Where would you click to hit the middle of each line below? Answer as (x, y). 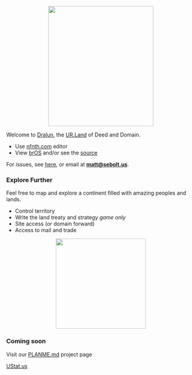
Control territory (35, 211)
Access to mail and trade (46, 230)
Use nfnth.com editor (41, 146)
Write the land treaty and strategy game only (70, 218)
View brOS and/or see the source (56, 153)
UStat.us (17, 366)
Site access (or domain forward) (55, 224)
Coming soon (26, 341)
